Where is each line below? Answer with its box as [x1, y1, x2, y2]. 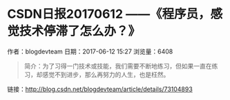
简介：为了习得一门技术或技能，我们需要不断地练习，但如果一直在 [23, 62, 212, 70]
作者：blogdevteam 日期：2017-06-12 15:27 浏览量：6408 [7, 47, 173, 55]
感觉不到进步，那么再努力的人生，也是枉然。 [42, 70, 170, 79]
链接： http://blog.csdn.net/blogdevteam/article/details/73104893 [7, 85, 193, 93]
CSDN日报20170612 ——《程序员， [7, 6, 211, 22]
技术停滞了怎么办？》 [19, 23, 141, 39]
